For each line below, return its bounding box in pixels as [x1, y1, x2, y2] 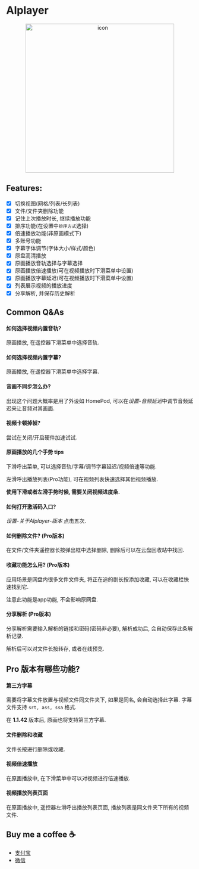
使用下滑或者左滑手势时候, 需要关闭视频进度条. [6, 488, 121, 495]
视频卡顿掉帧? [6, 420, 40, 427]
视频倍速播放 [6, 761, 37, 768]
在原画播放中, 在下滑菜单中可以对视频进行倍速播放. [6, 774, 131, 781]
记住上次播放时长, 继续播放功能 [14, 215, 91, 222]
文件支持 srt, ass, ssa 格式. [6, 704, 77, 711]
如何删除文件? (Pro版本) [6, 532, 65, 539]
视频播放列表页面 [6, 789, 48, 796]
